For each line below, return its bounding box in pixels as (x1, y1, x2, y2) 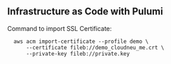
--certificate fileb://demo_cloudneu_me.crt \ (25, 44, 165, 51)
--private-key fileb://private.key (25, 50, 130, 57)
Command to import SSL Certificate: (7, 24, 112, 32)
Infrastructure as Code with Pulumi (7, 6, 163, 18)
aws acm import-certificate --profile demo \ (13, 38, 149, 45)
